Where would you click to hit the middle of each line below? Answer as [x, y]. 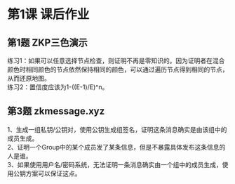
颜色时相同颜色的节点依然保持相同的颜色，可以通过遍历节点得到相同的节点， [118, 70]
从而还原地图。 [29, 78]
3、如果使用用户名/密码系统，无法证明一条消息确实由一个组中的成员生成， [115, 164]
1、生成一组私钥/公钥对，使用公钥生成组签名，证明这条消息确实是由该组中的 [117, 129]
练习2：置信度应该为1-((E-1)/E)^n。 [58, 87]
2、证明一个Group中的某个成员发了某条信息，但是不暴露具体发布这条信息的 [116, 147]
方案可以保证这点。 [53, 173]
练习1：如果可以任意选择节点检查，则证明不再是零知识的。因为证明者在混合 [116, 61]
